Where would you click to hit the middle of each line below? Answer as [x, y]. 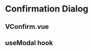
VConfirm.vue [27, 27]
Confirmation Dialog [47, 9]
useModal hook [29, 43]
